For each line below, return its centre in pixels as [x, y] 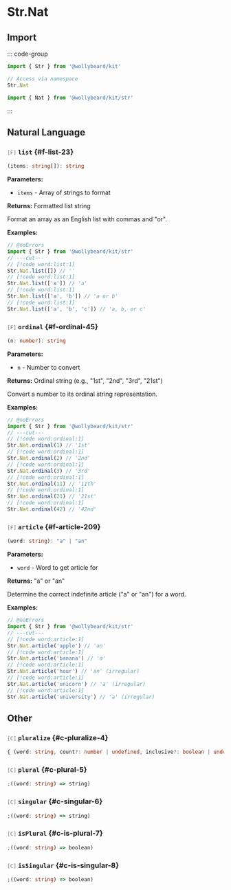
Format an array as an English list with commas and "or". [87, 219]
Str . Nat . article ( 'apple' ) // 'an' [57, 646]
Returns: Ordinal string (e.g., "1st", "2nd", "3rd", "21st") [85, 380]
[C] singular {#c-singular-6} [55, 801]
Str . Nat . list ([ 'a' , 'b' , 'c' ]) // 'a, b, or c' [77, 309]
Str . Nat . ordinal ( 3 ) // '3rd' [49, 471]
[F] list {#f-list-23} [41, 152]
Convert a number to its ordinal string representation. [82, 394]
